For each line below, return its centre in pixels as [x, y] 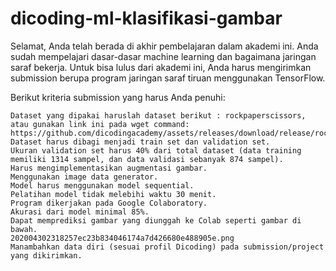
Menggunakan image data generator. [84, 177]
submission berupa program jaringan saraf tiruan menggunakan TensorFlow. [168, 78]
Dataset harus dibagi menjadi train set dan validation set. [140, 142]
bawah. [24, 229]
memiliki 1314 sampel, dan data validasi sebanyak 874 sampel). [147, 159]
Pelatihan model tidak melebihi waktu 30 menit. [113, 194]
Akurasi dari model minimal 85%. [80, 212]
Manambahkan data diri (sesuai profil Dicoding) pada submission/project [167, 247]
